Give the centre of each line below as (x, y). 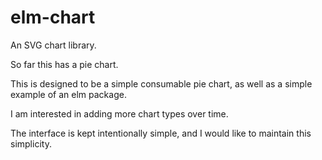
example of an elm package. (68, 94)
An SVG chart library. (53, 45)
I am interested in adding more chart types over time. (119, 113)
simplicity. (31, 143)
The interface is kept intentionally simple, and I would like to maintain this (161, 133)
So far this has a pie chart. (64, 64)
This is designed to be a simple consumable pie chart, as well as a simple (161, 83)
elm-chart (53, 17)
